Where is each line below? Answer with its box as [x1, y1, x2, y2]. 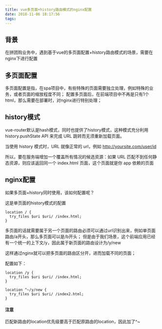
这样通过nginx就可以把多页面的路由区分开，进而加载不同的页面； [5, 250, 136, 256]
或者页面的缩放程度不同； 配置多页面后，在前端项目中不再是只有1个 [13, 91, 149, 97]
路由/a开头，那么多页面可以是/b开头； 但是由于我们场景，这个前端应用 [5, 233, 147, 240]
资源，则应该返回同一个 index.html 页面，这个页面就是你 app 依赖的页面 [9, 160, 154, 166]
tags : [5, 16, 16, 21]
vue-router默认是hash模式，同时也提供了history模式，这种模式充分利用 [5, 127, 149, 132]
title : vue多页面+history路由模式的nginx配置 [5, 7, 92, 12]
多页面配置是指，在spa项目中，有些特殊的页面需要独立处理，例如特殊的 [5, 85, 149, 91]
